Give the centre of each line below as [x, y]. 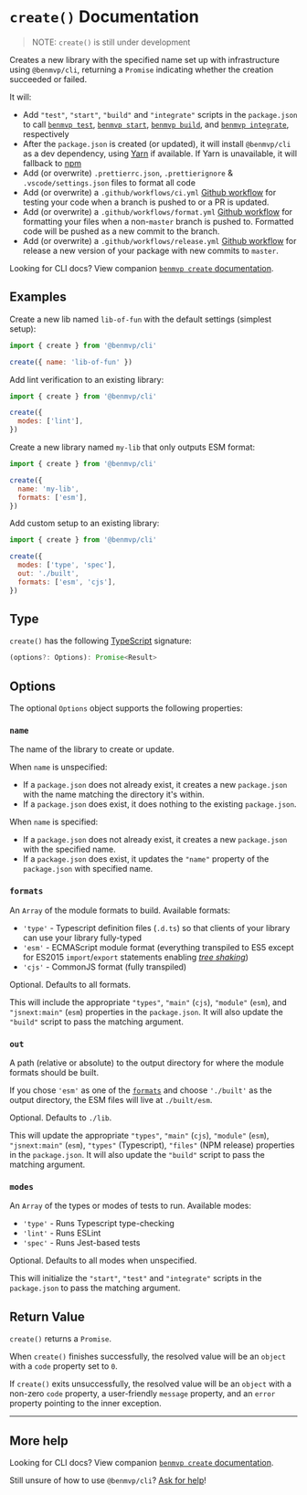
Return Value [47, 1316]
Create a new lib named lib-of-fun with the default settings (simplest [141, 319]
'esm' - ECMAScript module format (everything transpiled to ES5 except [158, 947]
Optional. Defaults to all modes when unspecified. [103, 1261]
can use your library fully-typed [82, 938]
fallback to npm [52, 163]
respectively [46, 133]
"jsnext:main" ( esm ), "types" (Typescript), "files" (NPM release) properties [152, 1145]
